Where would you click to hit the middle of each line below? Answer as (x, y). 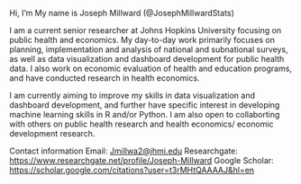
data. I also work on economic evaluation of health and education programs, (151, 68)
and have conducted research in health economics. (105, 78)
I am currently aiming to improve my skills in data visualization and (132, 95)
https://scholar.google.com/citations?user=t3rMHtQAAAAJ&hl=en (132, 170)
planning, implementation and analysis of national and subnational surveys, (149, 49)
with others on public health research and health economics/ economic (141, 124)
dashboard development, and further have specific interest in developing (145, 105)
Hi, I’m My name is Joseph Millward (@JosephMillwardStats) (122, 13)
